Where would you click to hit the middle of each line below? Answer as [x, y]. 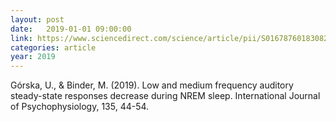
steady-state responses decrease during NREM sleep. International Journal [165, 96]
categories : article [53, 47]
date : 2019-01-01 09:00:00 [71, 29]
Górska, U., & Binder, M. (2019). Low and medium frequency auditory [152, 85]
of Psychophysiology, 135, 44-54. [80, 107]
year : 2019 [33, 57]
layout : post [37, 19]
